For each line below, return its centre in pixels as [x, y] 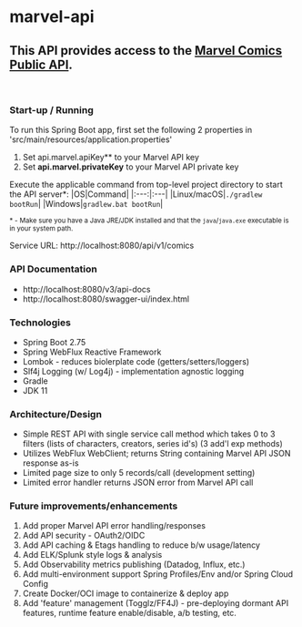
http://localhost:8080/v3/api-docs [86, 289]
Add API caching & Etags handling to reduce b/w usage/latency [141, 545]
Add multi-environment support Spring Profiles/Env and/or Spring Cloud [158, 574]
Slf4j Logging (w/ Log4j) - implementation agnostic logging [133, 371]
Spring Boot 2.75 [54, 342]
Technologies [40, 323]
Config [35, 584]
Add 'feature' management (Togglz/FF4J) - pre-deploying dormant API [156, 603]
